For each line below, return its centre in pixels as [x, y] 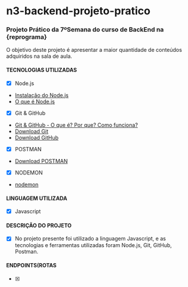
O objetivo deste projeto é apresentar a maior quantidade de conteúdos [94, 50]
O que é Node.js [35, 101]
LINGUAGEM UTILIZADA [37, 198]
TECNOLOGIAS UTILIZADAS [42, 70]
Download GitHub [36, 138]
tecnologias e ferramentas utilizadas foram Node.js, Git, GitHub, [93, 245]
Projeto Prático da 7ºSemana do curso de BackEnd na [85, 30]
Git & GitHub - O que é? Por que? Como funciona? [76, 125]
